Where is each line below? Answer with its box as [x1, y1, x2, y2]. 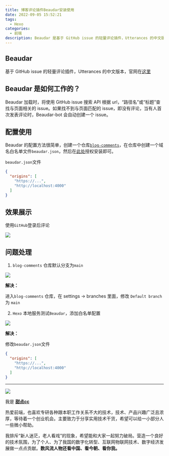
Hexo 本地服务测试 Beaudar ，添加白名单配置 [12, 310, 101, 316]
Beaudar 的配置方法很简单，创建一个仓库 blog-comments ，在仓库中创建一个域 [5, 142, 163, 148]
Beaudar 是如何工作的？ [5, 84, 80, 93]
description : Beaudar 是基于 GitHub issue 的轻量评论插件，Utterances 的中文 [5, 36, 161, 41]
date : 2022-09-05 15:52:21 [5, 12, 62, 17]
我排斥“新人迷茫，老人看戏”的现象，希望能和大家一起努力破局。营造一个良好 [5, 433, 163, 439]
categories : [5, 26, 30, 31]
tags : [5, 17, 17, 22]
